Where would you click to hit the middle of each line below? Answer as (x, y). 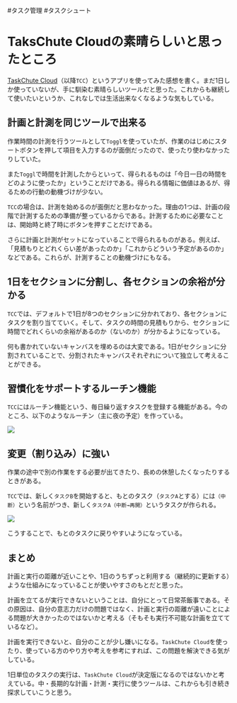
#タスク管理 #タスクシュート (50, 10)
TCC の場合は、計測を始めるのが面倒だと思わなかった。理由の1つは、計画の (116, 206)
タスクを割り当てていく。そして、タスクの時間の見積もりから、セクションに (118, 322)
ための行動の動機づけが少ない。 (60, 192)
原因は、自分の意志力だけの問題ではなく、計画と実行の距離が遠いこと (115, 609)
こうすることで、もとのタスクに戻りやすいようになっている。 (97, 533)
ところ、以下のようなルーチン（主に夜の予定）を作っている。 (97, 416)
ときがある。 (26, 481)
